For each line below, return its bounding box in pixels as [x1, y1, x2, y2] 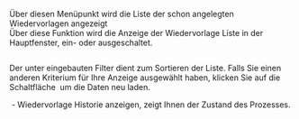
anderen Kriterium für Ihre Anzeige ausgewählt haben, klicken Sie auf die [9, 72, 281, 83]
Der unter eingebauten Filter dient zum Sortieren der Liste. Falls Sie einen [9, 63, 282, 73]
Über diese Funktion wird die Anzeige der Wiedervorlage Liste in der [9, 28, 264, 38]
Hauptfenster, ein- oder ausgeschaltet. [9, 37, 153, 48]
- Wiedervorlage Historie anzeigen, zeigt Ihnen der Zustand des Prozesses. [11, 99, 291, 110]
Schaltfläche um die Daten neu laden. [9, 82, 150, 92]
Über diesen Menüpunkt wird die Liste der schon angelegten [9, 9, 234, 19]
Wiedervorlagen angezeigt [9, 18, 108, 29]
